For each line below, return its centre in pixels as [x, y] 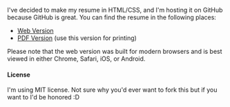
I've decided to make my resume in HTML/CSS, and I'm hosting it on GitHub [115, 10]
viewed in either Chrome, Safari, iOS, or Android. [76, 59]
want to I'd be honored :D [44, 97]
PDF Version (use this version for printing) [77, 38]
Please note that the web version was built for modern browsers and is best [115, 51]
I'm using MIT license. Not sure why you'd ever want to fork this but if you [112, 90]
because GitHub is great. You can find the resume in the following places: [112, 17]
